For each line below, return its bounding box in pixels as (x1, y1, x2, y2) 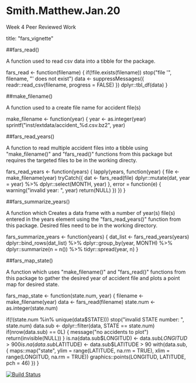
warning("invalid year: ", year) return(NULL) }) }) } (6, 186, 126, 194)
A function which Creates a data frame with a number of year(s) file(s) (6, 209, 176, 216)
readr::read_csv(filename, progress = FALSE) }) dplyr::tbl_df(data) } (6, 81, 168, 88)
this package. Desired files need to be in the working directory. (6, 221, 158, 229)
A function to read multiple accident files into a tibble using (6, 144, 148, 151)
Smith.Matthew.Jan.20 (6, 4, 121, 18)
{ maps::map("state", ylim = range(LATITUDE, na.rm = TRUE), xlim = (6, 347, 170, 354)
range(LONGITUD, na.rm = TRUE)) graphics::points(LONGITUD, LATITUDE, (6, 353, 186, 360)
